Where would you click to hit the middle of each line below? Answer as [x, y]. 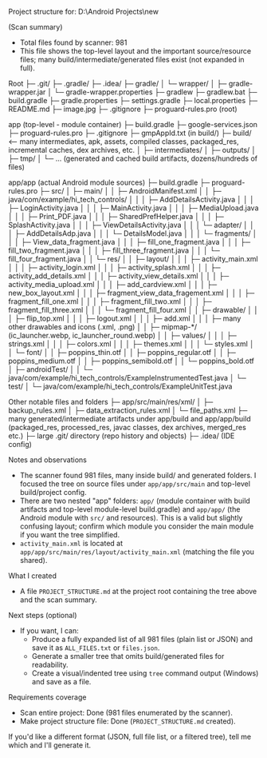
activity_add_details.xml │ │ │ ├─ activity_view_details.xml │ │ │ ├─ [119, 276]
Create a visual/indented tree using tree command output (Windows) [145, 673]
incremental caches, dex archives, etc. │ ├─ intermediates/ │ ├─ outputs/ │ [132, 150]
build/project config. [53, 492]
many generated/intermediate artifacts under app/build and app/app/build [130, 419]
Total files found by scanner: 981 [73, 42]
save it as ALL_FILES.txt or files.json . [96, 648]
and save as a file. [61, 682]
